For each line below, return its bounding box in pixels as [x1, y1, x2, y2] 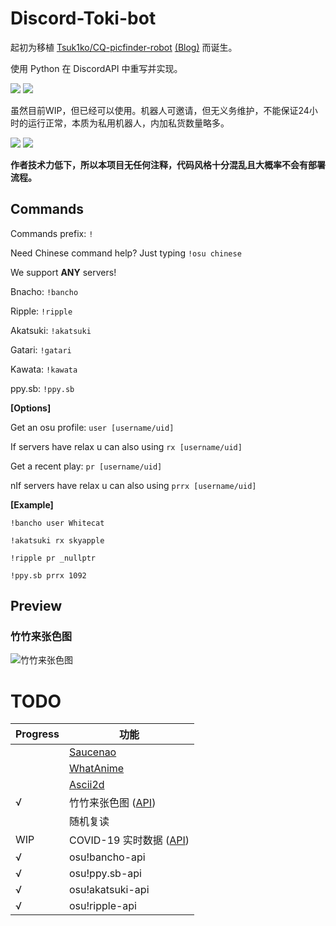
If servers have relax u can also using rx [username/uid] [10, 440, 243, 452]
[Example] [10, 498, 54, 511]
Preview [10, 598, 63, 615]
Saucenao [69, 745, 117, 759]
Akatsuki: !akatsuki [10, 324, 92, 336]
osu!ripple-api [69, 899, 137, 913]
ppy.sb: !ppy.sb [10, 382, 75, 394]
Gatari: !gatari [10, 343, 72, 356]
